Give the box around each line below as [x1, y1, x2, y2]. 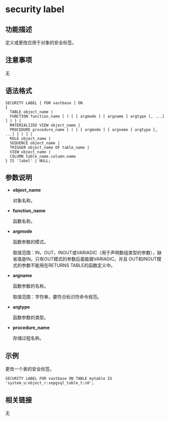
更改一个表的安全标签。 [5, 366, 54, 372]
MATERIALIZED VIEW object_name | [10, 123, 81, 128]
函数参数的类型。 [12, 314, 49, 321]
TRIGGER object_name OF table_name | [10, 145, 90, 150]
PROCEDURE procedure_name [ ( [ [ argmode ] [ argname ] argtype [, [10, 127, 158, 132]
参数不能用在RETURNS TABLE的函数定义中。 [21, 262, 116, 268]
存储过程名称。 [12, 335, 44, 341]
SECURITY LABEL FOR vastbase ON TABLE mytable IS [5, 376, 113, 381]
